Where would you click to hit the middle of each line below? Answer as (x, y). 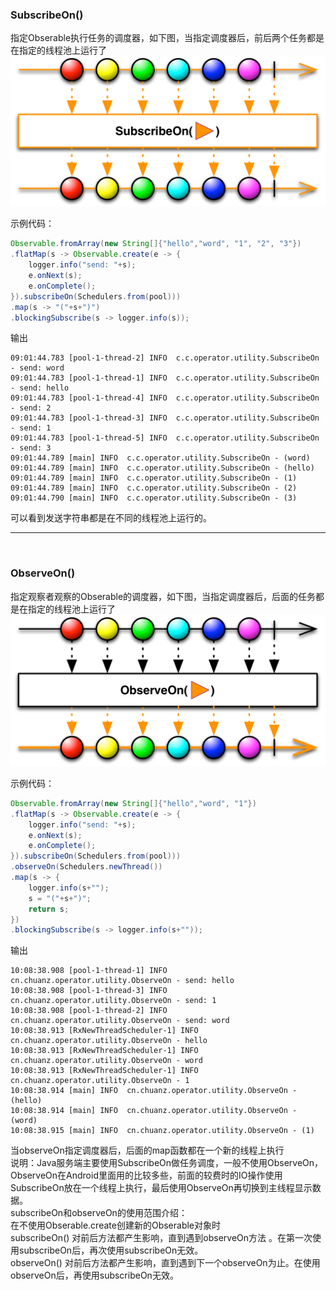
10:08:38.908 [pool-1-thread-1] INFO (89, 971)
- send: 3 (31, 448)
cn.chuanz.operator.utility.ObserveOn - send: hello (122, 981)
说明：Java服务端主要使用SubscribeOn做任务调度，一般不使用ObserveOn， (167, 1163)
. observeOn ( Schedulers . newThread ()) (86, 867)
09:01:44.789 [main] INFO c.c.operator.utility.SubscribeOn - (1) (154, 478)
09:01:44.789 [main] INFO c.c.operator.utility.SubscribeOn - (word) (160, 458)
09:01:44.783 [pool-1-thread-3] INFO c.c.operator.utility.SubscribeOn (165, 418)
